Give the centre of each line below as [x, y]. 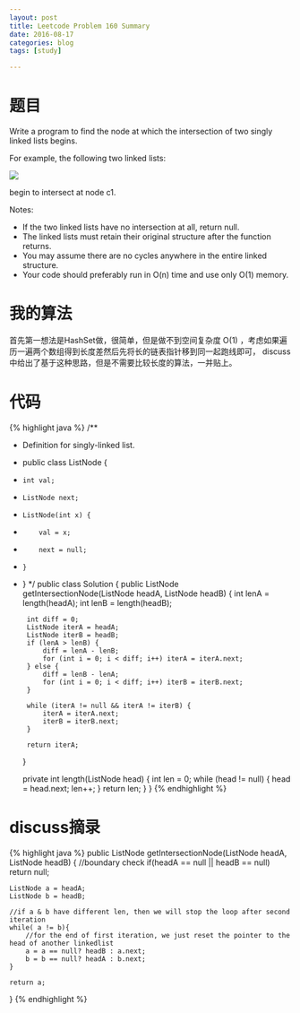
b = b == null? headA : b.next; [86, 959]
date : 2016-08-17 [42, 34]
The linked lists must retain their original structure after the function [146, 237]
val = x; [55, 532]
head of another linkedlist [62, 943]
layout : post [34, 17]
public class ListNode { [64, 462]
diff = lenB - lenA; [81, 674]
